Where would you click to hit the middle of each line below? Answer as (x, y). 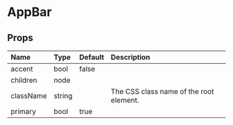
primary (24, 111)
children (24, 80)
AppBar (29, 12)
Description (130, 57)
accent (22, 69)
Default (92, 57)
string (63, 96)
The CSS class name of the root (162, 91)
